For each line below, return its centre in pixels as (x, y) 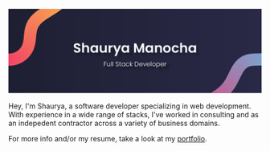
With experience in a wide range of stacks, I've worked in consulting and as (133, 115)
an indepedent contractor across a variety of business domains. (114, 123)
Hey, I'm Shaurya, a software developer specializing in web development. (130, 106)
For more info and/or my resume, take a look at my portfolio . (108, 139)
